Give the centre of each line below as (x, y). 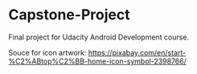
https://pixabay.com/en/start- (137, 52)
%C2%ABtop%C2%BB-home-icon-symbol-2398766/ (98, 61)
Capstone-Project (69, 15)
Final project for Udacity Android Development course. (99, 37)
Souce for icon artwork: (47, 52)
